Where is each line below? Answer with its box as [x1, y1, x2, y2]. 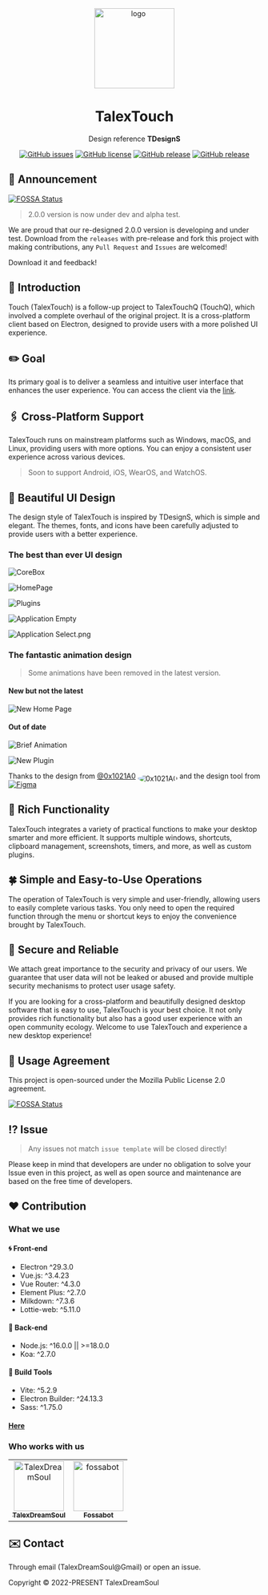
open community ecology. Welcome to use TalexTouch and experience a [8, 1022, 248, 1032]
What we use [8, 1224, 60, 1235]
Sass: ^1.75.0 [19, 1402, 62, 1411]
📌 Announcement [8, 172, 98, 187]
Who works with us [8, 1440, 86, 1452]
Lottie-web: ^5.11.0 [19, 1304, 82, 1314]
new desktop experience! [8, 1031, 92, 1040]
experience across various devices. [8, 452, 126, 462]
